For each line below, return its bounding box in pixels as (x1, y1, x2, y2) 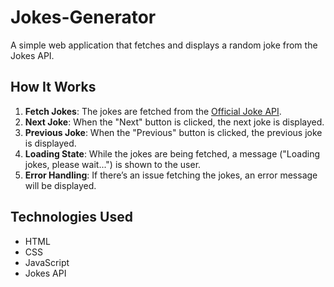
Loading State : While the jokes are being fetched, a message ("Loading (24, 147, 321, 160)
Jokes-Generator (10, 6, 157, 29)
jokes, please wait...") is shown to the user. (24, 158, 202, 170)
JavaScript (24, 256, 70, 268)
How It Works (10, 79, 97, 96)
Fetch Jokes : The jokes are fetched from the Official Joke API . (24, 105, 282, 117)
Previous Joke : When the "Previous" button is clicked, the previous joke (24, 126, 323, 138)
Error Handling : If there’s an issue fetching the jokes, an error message (24, 169, 318, 181)
